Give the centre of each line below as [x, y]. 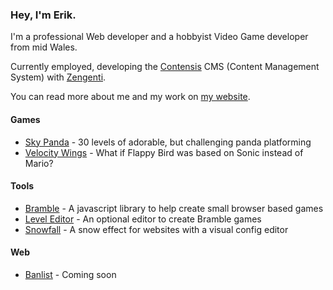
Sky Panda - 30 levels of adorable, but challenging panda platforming [168, 142]
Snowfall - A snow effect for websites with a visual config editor [156, 229]
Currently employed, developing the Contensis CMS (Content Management [165, 67]
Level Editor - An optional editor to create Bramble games [143, 219]
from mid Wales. [44, 47]
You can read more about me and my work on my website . [130, 97]
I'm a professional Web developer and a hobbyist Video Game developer [159, 37]
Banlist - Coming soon [70, 274]
